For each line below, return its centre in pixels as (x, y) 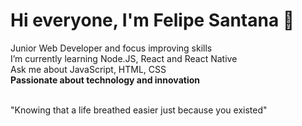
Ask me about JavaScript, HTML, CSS (88, 69)
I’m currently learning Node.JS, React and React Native (124, 58)
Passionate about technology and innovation (105, 80)
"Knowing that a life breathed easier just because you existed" (139, 110)
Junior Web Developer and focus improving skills (111, 48)
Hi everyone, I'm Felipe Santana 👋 (152, 20)
